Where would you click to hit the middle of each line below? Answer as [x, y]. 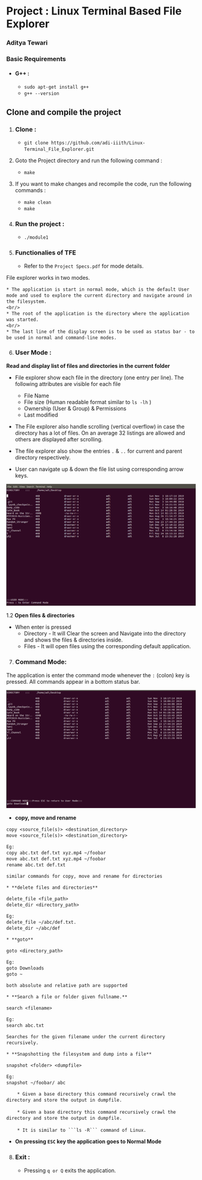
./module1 [36, 238]
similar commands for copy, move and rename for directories [84, 876]
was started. [23, 320]
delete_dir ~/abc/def [33, 929]
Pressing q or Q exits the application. [70, 1170]
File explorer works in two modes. [48, 277]
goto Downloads [25, 968]
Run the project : [40, 224]
